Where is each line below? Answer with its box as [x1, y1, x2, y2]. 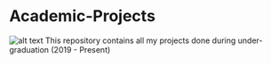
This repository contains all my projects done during [44, 35, 236, 46]
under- [237, 35, 263, 46]
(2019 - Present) [51, 44, 111, 54]
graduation [9, 44, 50, 54]
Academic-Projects [9, 6, 155, 26]
